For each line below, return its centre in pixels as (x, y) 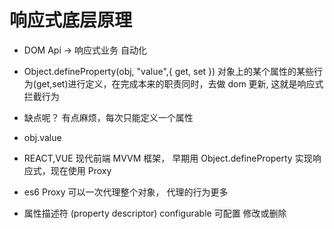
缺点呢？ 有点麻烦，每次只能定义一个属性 (108, 117)
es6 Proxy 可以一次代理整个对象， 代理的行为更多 (126, 192)
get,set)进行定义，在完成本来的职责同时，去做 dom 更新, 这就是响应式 (179, 83)
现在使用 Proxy (81, 170)
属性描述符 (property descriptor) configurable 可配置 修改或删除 (155, 213)
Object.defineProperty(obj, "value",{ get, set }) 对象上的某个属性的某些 (169, 71)
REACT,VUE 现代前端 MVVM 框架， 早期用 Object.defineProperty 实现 (168, 158)
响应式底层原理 (71, 20)
